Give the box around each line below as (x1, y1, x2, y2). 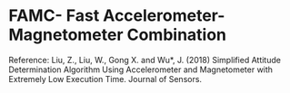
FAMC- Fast (8, 5, 100, 26)
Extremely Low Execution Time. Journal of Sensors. (8, 73, 202, 84)
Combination (126, 24, 227, 45)
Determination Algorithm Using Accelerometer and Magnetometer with (8, 64, 274, 75)
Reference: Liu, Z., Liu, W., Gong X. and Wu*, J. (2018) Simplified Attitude (8, 54, 281, 65)
